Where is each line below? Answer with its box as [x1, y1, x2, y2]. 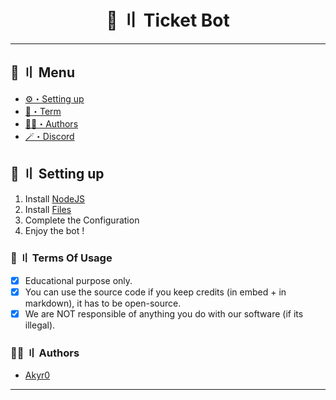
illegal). [24, 319, 56, 331]
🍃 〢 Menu [10, 64, 75, 81]
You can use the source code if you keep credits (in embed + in [24, 286, 287, 298]
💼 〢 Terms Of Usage [10, 251, 113, 265]
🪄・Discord [24, 130, 75, 142]
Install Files [24, 203, 72, 215]
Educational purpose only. [24, 274, 133, 286]
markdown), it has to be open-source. [24, 297, 182, 309]
